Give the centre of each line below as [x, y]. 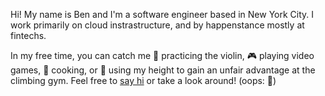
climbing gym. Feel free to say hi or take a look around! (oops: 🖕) [143, 80]
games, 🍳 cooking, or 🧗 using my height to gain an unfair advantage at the [163, 70]
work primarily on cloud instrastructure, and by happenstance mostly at [157, 25]
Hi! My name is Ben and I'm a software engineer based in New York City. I [162, 14]
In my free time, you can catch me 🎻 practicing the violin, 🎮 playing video [162, 55]
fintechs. [28, 35]
